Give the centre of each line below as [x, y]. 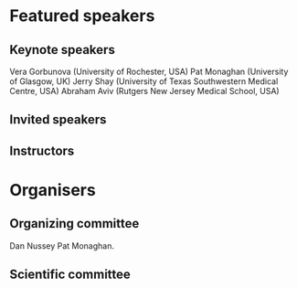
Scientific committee [70, 275]
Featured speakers [82, 16]
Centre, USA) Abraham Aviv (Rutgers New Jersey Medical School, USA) [145, 91]
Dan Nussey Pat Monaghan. [62, 245]
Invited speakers [58, 120]
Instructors [42, 150]
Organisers [53, 190]
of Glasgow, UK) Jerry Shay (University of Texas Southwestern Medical [144, 81]
